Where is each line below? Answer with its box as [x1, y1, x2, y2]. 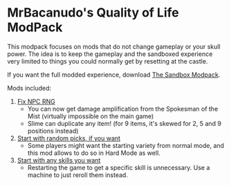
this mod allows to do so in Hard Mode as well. [27, 149, 160, 157]
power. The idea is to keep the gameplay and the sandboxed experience [7, 50, 213, 58]
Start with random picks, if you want [17, 133, 121, 142]
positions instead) [27, 127, 79, 135]
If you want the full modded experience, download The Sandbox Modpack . [7, 71, 221, 79]
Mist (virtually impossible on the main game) [27, 112, 154, 120]
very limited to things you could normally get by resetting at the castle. [7, 57, 208, 65]
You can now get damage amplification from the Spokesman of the [27, 104, 219, 113]
